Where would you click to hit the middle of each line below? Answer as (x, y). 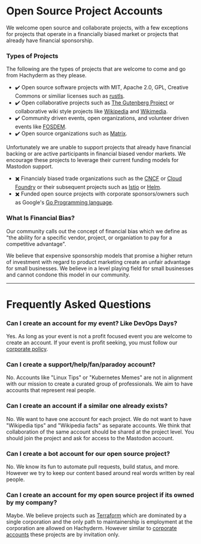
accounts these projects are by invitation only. (63, 534)
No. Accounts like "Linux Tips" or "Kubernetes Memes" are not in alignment (99, 378)
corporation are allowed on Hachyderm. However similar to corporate (92, 528)
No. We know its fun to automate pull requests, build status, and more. (93, 467)
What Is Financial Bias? (40, 218)
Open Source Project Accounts (85, 11)
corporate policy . (27, 349)
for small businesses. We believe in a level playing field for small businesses (100, 268)
